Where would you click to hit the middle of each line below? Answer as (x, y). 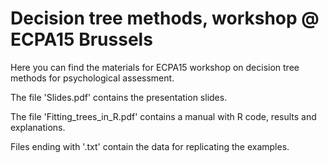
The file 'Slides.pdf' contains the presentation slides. (119, 97)
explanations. (38, 127)
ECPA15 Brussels (81, 39)
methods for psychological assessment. (92, 78)
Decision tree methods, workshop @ (165, 18)
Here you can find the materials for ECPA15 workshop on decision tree (155, 67)
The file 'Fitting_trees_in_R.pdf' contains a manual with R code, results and (163, 116)
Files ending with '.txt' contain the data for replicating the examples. (150, 146)
